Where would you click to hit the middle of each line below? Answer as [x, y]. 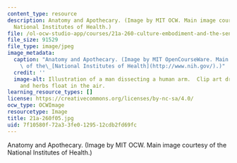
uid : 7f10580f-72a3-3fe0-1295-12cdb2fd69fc [72, 125]
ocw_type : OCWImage [36, 105]
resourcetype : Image [38, 112]
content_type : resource [42, 14]
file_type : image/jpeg [41, 46]
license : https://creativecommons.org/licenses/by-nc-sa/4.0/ [101, 99]
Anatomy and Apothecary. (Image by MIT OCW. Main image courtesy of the [117, 145]
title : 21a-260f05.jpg [41, 118]
